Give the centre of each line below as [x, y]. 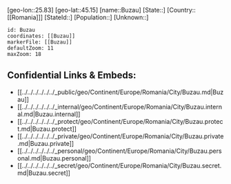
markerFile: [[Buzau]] [40, 42]
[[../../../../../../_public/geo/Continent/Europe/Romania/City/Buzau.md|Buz [120, 92]
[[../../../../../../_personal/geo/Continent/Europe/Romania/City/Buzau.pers [119, 151]
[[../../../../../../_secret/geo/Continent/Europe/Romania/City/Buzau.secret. [119, 165]
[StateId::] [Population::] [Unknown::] [97, 17]
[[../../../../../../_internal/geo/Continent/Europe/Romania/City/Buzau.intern [120, 107]
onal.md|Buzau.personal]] [54, 158]
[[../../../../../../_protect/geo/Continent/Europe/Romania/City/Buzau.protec [120, 121]
